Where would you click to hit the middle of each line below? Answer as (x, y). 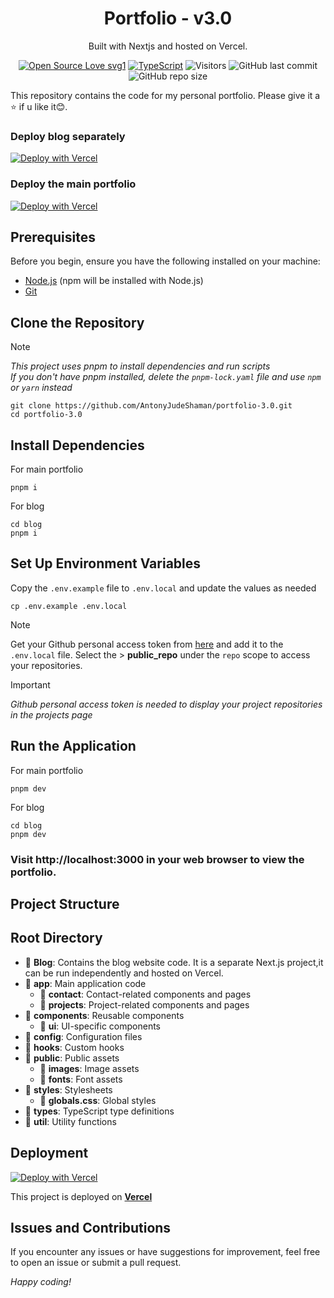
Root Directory (56, 938)
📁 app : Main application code (85, 983)
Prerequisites (53, 237)
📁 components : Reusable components (104, 1015)
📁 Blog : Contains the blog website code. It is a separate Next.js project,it (174, 962)
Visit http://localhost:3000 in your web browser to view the (157, 859)
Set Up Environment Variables (106, 563)
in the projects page (51, 714)
